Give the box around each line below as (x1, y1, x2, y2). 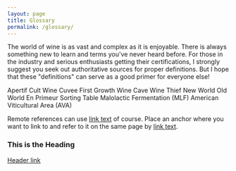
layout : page (7, 10, 46, 18)
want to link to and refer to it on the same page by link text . (7, 122, 178, 131)
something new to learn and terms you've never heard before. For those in (7, 50, 223, 58)
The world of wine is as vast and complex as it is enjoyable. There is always (7, 43, 227, 51)
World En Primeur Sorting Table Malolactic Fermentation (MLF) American (7, 94, 219, 102)
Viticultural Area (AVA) (7, 101, 73, 110)
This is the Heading (7, 140, 75, 150)
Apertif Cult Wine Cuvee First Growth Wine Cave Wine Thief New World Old (7, 86, 228, 95)
